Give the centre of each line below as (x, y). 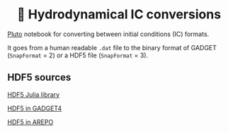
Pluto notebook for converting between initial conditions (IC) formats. (108, 34)
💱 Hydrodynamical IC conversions (119, 15)
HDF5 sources (39, 77)
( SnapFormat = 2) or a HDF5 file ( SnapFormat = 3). (78, 55)
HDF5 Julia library (34, 94)
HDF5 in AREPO (30, 122)
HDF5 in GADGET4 (35, 108)
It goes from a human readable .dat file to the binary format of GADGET (112, 47)
